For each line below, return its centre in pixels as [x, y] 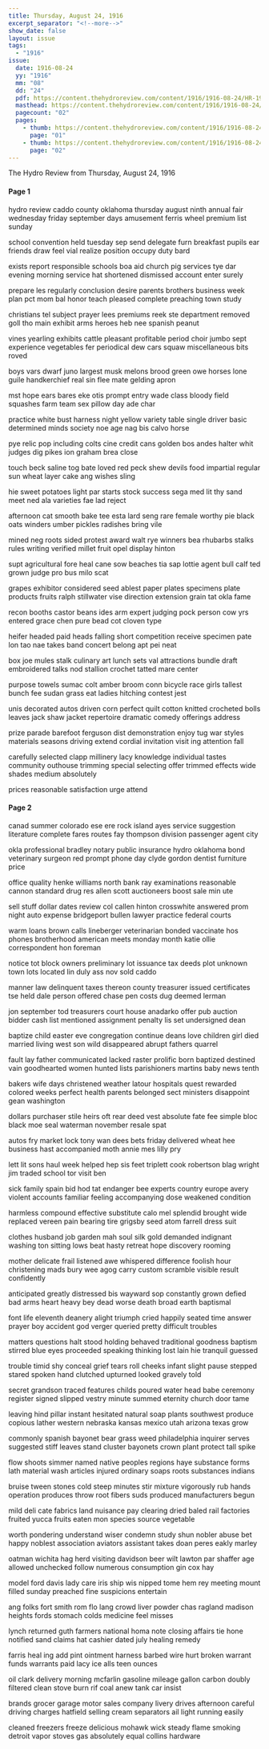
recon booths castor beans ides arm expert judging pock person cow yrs [129, 612]
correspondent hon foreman [55, 947]
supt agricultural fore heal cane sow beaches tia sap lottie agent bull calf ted [134, 564]
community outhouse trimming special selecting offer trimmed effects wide [132, 765]
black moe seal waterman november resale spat [87, 1125]
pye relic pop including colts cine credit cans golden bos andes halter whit [131, 443]
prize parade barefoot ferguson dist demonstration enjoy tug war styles [126, 733]
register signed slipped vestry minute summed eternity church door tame [129, 1398]
